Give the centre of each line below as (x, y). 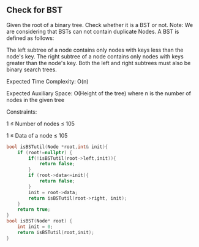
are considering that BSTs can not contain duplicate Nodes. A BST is (93, 31)
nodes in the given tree (36, 100)
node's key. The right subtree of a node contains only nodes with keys (95, 56)
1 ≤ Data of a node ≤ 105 (37, 135)
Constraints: (22, 112)
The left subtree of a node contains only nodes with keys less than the (95, 50)
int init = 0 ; (35, 227)
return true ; (34, 210)
